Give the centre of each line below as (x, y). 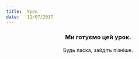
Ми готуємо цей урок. (98, 37)
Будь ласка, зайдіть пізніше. (98, 50)
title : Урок (22, 11)
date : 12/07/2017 (30, 17)
